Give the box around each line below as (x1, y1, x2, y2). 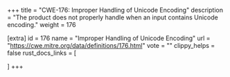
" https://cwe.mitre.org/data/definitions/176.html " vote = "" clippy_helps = (7, 42, 215, 49)
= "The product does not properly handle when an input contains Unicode (7, 13, 218, 22)
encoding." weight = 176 (7, 21, 76, 28)
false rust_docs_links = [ (7, 49, 77, 57)
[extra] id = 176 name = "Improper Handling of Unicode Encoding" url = (7, 34, 211, 42)
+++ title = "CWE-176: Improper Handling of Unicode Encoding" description (7, 6, 224, 14)
